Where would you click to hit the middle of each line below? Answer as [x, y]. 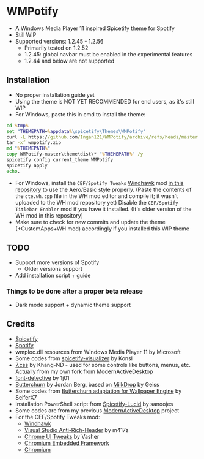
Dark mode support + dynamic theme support [73, 305]
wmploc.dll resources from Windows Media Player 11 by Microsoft [98, 352]
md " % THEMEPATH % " [28, 148]
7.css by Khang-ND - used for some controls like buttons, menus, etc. [103, 365]
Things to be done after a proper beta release [75, 291]
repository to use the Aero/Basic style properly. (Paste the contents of [103, 189]
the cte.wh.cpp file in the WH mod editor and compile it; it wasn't [97, 196]
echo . [13, 171]
